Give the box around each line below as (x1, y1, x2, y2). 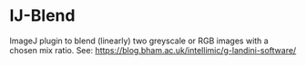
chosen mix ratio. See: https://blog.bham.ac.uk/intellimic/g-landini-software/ (9, 44, 297, 55)
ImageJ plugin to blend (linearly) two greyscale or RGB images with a (9, 35, 269, 46)
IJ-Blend (9, 5, 76, 26)
